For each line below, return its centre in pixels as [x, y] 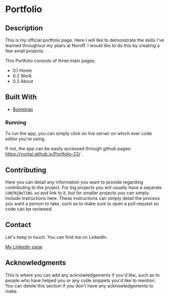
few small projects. [25, 51]
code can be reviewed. [29, 209]
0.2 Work [22, 76]
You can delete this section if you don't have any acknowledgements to [79, 286]
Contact [18, 225]
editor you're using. [25, 139]
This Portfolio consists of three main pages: [50, 61]
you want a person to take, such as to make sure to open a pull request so [82, 203]
